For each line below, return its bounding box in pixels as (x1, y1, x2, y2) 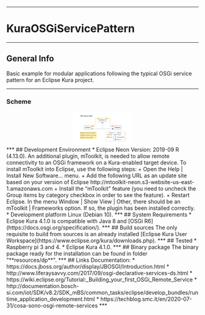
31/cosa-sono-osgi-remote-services (6, 302, 98, 309)
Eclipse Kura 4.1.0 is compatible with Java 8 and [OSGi (6, 217, 143, 224)
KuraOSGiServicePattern (6, 22, 135, 35)
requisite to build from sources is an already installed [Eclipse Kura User (6, 230, 187, 237)
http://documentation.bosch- (6, 282, 79, 289)
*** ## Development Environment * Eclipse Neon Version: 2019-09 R (6, 146, 179, 153)
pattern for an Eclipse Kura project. (6, 76, 95, 83)
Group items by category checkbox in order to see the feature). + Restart (6, 191, 190, 199)
